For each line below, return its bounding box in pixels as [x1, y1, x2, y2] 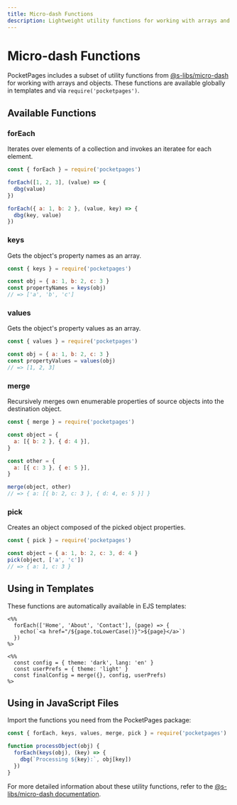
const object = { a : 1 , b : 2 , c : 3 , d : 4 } [7, 550, 138, 557]
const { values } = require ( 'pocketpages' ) [7, 338, 138, 346]
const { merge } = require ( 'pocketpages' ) [7, 418, 135, 426]
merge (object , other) [7, 484, 72, 491]
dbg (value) [13, 185, 46, 192]
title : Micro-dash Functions [7, 10, 94, 18]
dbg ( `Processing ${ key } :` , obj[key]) [20, 756, 132, 763]
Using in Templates [7, 583, 94, 595]
